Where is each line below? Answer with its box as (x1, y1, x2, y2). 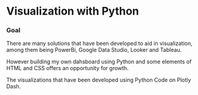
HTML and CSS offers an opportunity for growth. (6, 65, 129, 72)
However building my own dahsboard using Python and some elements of (6, 58, 192, 65)
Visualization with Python (6, 4, 140, 18)
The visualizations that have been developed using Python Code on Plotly (6, 76, 191, 83)
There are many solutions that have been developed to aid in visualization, (6, 40, 193, 47)
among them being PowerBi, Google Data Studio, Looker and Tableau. (6, 46, 182, 54)
